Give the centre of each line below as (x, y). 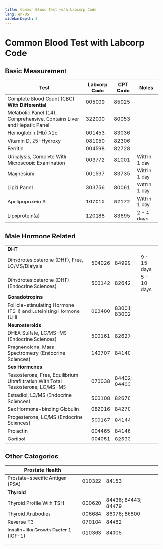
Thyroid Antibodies (29, 514)
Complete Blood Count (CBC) (41, 99)
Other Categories (32, 456)
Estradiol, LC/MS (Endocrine (40, 395)
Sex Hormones (25, 367)
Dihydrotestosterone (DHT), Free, (45, 260)
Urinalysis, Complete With (37, 157)
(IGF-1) (16, 536)
